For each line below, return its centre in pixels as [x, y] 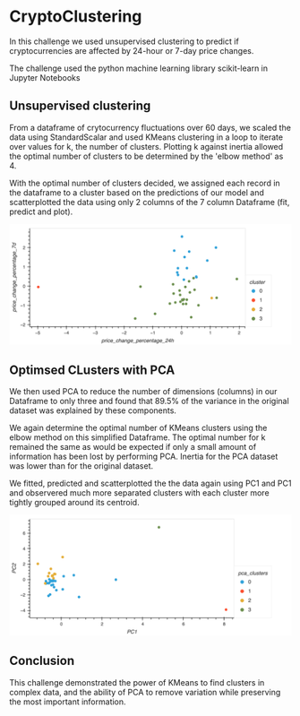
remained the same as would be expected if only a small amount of [133, 447]
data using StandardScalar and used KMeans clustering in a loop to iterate [146, 137]
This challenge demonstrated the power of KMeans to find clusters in [137, 682]
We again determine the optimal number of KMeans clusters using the [138, 428]
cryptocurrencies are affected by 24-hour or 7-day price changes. [132, 50]
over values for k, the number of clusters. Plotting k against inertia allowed [146, 146]
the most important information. [68, 702]
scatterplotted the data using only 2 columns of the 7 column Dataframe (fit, [150, 202]
